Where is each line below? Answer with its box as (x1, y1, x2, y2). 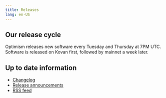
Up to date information (5, 63, 77, 72)
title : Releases (5, 7, 39, 12)
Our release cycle (5, 30, 61, 39)
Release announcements (12, 82, 63, 88)
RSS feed (12, 87, 32, 93)
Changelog (12, 77, 35, 83)
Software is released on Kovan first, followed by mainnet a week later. (5, 49, 149, 55)
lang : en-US (5, 12, 30, 17)
